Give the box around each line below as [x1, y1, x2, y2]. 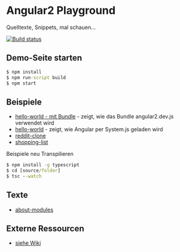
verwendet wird [14, 119, 54, 127]
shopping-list [14, 138, 48, 146]
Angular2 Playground [6, 4, 116, 18]
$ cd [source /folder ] [6, 167, 61, 174]
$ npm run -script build [6, 74, 66, 80]
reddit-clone [14, 132, 47, 140]
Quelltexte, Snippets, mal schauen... [6, 24, 96, 31]
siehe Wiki [14, 239, 41, 247]
